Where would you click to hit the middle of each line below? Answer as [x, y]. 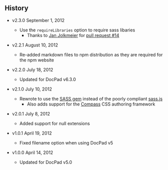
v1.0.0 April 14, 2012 [33, 152]
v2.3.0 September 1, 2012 [38, 20]
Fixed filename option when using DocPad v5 [66, 142]
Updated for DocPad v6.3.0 [48, 79]
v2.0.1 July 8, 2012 [31, 113]
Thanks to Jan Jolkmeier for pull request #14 [73, 35]
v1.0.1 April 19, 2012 [32, 133]
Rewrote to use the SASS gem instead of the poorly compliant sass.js [91, 98]
